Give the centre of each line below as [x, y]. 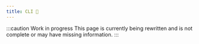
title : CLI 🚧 [22, 11]
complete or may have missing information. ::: [63, 34]
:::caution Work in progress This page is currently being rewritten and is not [99, 28]
